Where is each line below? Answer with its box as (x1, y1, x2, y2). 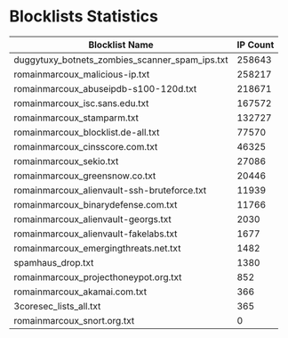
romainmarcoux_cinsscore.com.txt (13, 140, 158, 153)
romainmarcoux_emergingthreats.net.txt (13, 242, 181, 254)
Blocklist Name (88, 38, 154, 51)
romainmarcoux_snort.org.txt (13, 314, 135, 326)
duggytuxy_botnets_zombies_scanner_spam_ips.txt (13, 54, 228, 66)
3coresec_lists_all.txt (13, 300, 101, 312)
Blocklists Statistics (9, 6, 158, 27)
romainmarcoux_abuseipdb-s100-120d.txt (13, 82, 197, 95)
